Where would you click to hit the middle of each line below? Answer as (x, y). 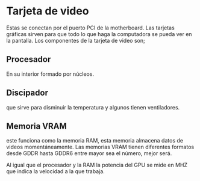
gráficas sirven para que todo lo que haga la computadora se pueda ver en (99, 34)
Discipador (27, 93)
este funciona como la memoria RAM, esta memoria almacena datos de (95, 141)
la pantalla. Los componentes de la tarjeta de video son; (76, 40)
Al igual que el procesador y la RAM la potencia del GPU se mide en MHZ (97, 165)
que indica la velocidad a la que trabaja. (56, 171)
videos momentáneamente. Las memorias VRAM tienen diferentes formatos (100, 147)
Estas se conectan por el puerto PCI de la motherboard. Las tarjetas (90, 28)
